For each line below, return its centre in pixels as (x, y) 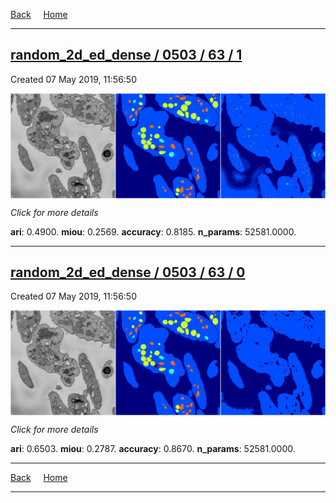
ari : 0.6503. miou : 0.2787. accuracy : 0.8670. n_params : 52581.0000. (153, 449)
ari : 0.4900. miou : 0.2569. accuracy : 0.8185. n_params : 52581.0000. (153, 231)
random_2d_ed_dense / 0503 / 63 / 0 (128, 272)
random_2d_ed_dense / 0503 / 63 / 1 (126, 55)
